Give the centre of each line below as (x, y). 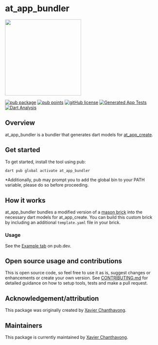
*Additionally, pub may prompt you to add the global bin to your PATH (75, 180)
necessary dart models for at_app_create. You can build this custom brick (79, 217)
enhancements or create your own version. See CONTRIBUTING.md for (77, 278)
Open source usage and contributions (64, 261)
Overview (20, 123)
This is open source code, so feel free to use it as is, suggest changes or (78, 273)
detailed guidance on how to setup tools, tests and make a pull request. (77, 283)
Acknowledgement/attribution (52, 298)
